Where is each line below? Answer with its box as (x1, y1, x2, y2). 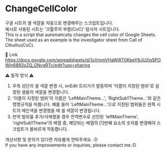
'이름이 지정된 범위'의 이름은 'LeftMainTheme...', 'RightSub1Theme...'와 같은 (12, 95, 161, 101)
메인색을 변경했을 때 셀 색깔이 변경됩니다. (21, 107, 101, 114)
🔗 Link (5, 51, 18, 57)
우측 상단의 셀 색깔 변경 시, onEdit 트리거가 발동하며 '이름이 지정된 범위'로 (12, 82, 154, 89)
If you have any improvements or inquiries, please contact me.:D (5, 142, 136, 148)
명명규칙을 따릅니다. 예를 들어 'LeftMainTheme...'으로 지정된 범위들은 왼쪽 (12, 101, 156, 107)
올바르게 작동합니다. (29, 126, 68, 132)
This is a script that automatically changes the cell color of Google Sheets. (5, 32, 157, 38)
